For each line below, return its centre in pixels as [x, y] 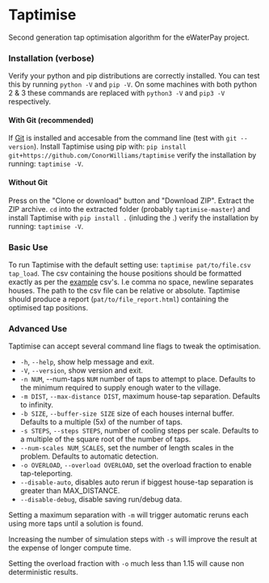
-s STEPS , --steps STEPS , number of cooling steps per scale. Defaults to [139, 431]
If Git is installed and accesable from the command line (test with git [123, 138]
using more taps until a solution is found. [76, 524]
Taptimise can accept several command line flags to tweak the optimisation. [134, 346]
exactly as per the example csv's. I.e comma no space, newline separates [131, 281]
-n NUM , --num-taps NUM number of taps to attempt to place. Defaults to [138, 379]
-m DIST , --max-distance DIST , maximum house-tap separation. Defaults [140, 396]
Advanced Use [38, 328]
